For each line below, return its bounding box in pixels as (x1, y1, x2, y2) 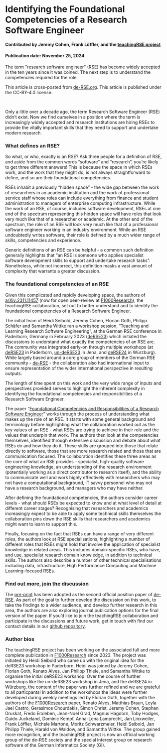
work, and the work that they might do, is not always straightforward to (5, 169, 151, 175)
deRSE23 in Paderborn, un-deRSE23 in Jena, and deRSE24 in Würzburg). (5, 349, 157, 355)
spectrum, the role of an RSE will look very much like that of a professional (5, 222, 158, 228)
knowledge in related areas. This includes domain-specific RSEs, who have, (5, 546, 161, 552)
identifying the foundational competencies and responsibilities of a (5, 390, 142, 396)
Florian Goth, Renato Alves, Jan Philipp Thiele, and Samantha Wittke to (5, 668, 151, 674)
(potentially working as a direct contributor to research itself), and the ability (5, 469, 162, 475)
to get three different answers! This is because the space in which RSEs (5, 164, 153, 170)
